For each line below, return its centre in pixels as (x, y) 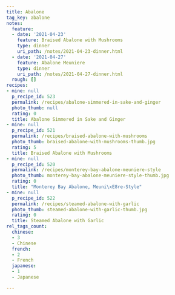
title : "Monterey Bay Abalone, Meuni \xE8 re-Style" (77, 187)
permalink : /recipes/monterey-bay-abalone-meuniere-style (87, 170)
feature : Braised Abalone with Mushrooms (70, 40)
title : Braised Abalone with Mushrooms (62, 153)
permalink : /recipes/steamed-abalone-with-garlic (75, 204)
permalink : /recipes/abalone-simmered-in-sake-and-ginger (87, 102)
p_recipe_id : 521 (34, 131)
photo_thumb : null (35, 108)
